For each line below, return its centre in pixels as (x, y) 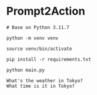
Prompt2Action (46, 11)
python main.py (26, 70)
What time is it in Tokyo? (41, 86)
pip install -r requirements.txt (49, 59)
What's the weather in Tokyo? (45, 80)
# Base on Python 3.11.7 (38, 27)
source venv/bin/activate (39, 49)
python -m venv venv (33, 38)
